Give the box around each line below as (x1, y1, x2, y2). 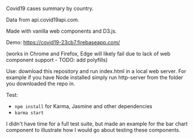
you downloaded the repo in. (6, 80, 75, 87)
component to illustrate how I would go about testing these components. (6, 127, 181, 133)
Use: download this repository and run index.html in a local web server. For (6, 68, 186, 75)
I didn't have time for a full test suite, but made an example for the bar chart (6, 120, 188, 127)
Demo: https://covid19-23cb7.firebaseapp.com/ (6, 39, 120, 46)
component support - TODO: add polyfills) (6, 57, 108, 63)
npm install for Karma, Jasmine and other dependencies (14, 103, 153, 110)
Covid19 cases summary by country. (6, 5, 94, 12)
